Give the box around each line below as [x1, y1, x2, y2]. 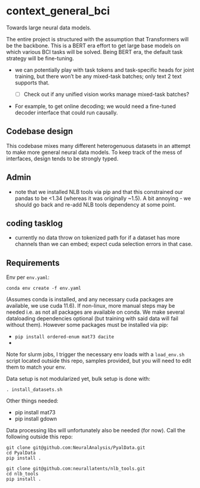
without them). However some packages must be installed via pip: [6, 322, 168, 329]
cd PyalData [6, 450, 36, 456]
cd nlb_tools [6, 471, 39, 477]
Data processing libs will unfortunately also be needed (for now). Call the [6, 427, 186, 434]
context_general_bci [6, 4, 110, 18]
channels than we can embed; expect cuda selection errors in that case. [14, 241, 193, 248]
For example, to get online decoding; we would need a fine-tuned [14, 103, 176, 110]
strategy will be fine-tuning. [6, 54, 75, 62]
